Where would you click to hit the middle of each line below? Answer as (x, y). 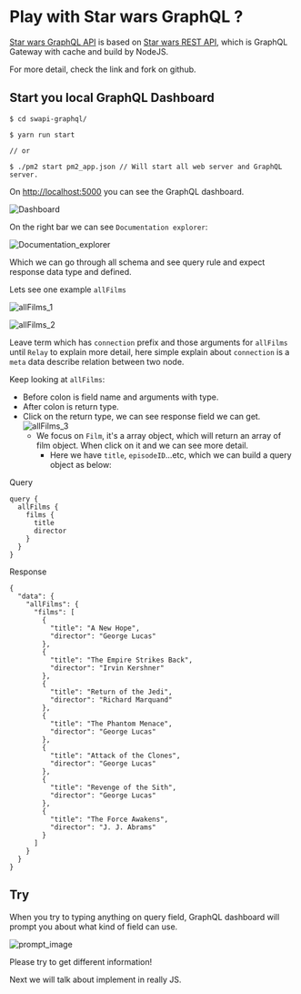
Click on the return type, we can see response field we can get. (141, 416)
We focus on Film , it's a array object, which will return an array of (159, 435)
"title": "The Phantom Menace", (111, 724)
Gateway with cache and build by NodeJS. (89, 51)
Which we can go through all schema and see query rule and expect (137, 262)
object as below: (80, 464)
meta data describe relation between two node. (97, 361)
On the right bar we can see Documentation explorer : (109, 227)
